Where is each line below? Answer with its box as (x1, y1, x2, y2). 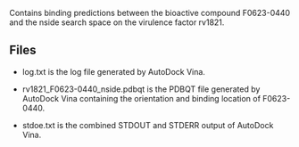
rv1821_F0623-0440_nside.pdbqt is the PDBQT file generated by (21, 84, 261, 94)
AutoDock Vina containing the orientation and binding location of (21, 93, 262, 103)
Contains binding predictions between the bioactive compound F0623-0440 (9, 8, 291, 18)
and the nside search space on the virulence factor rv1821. (9, 17, 225, 28)
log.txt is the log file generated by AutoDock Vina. (21, 66, 205, 77)
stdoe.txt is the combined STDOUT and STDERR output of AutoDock (21, 119, 274, 130)
